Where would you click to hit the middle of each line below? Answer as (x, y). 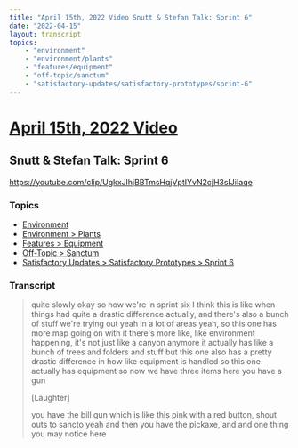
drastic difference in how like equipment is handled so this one (145, 362)
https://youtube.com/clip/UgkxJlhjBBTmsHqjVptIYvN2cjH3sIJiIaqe (131, 182)
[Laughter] (50, 398)
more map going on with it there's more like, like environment (143, 333)
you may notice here (68, 434)
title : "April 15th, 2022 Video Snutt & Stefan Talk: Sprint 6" (131, 17)
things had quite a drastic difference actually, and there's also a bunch (160, 314)
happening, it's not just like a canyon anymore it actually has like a (152, 343)
